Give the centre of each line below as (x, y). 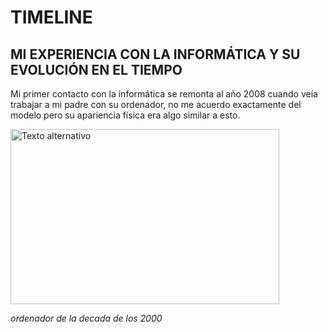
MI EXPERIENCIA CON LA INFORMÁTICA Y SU (155, 54)
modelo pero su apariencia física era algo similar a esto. (125, 115)
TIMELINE (51, 17)
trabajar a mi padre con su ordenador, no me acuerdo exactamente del (156, 104)
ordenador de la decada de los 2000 (86, 318)
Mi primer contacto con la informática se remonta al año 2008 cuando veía (164, 94)
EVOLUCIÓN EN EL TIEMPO (96, 69)
